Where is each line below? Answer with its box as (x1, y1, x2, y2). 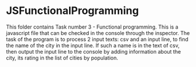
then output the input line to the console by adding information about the (6, 48, 181, 55)
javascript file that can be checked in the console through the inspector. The (6, 29, 190, 36)
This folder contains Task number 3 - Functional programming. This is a (6, 23, 178, 30)
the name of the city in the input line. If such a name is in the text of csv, (6, 42, 180, 49)
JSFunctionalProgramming (6, 4, 139, 17)
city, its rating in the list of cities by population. (6, 54, 118, 61)
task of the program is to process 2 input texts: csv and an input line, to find (6, 36, 189, 43)
